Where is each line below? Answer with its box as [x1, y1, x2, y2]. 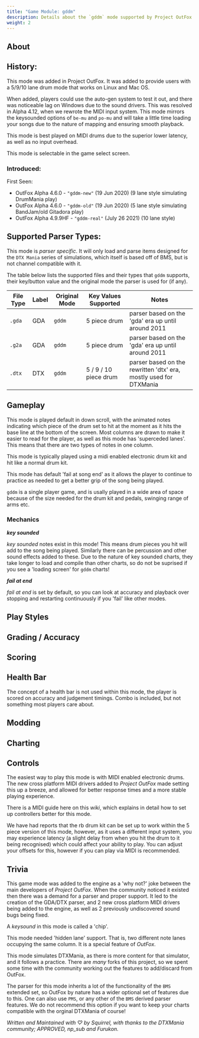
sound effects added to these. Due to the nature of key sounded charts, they [6, 553, 193, 560]
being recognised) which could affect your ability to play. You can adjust [6, 841, 182, 848]
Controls [6, 758, 40, 768]
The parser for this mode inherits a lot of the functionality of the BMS [6, 982, 171, 989]
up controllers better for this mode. [6, 811, 92, 818]
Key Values [89, 291, 122, 300]
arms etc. [6, 501, 30, 508]
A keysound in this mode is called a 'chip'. [6, 923, 109, 930]
